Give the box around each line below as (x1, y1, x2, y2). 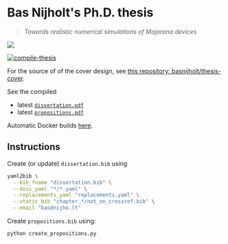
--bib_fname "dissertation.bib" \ (13, 179, 112, 186)
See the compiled (7, 87, 57, 95)
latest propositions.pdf (16, 108, 84, 116)
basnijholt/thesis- (171, 66, 221, 75)
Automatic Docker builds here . (7, 121, 93, 130)
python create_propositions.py (7, 230, 97, 237)
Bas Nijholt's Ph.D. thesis (7, 5, 154, 21)
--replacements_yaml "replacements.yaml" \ (13, 192, 139, 199)
